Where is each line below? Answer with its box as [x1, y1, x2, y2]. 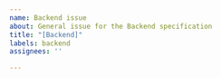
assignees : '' [9, 47, 63, 56]
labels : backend [9, 38, 71, 48]
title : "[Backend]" [9, 30, 83, 39]
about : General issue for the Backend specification [9, 22, 213, 31]
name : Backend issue [9, 13, 88, 23]
